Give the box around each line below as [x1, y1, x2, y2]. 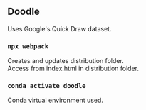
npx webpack [7, 42, 49, 50]
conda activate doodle [7, 82, 86, 90]
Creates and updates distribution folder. [7, 57, 125, 65]
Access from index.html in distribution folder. [7, 64, 140, 73]
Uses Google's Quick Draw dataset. [7, 24, 112, 33]
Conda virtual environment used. [7, 96, 103, 105]
